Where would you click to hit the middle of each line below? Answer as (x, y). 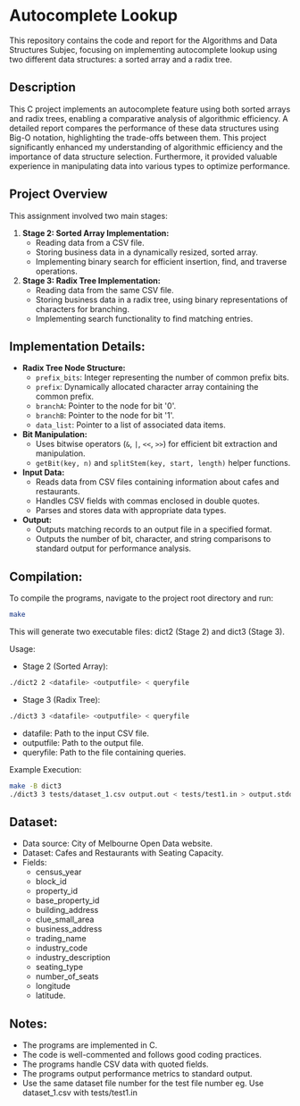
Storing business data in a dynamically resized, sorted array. (147, 252)
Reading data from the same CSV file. (104, 290)
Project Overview (58, 194)
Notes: (28, 1023)
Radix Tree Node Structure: (74, 368)
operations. (56, 271)
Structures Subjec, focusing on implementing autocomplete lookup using (143, 49)
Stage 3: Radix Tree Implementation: (91, 280)
